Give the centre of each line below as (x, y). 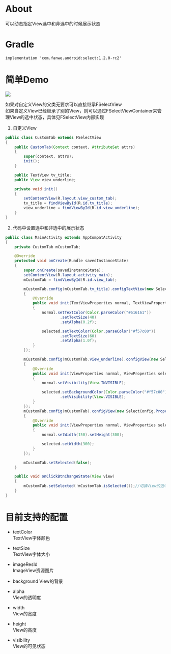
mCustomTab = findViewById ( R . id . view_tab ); (70, 280)
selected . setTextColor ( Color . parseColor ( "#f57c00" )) (99, 331)
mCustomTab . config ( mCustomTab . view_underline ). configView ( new (91, 359)
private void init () (36, 189)
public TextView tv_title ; (43, 175)
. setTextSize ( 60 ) (78, 336)
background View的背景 (38, 581)
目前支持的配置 (37, 518)
